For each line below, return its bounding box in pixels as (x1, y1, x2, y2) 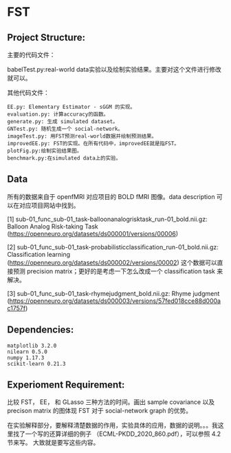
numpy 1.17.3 (7, 354, 45, 361)
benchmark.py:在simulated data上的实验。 (7, 155, 122, 162)
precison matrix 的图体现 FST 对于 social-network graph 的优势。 (7, 407, 192, 415)
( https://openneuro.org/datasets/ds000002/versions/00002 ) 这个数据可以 (7, 258, 218, 266)
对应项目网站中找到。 (19, 201, 80, 209)
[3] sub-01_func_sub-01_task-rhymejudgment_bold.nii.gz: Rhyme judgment (7, 289, 220, 297)
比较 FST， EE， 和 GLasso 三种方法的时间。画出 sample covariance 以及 (7, 398, 215, 406)
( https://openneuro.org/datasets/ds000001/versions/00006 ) (7, 229, 179, 238)
